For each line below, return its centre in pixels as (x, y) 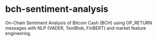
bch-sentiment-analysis (57, 9)
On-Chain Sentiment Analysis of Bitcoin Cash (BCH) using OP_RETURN (79, 23)
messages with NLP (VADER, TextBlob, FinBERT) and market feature (76, 28)
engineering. (18, 33)
